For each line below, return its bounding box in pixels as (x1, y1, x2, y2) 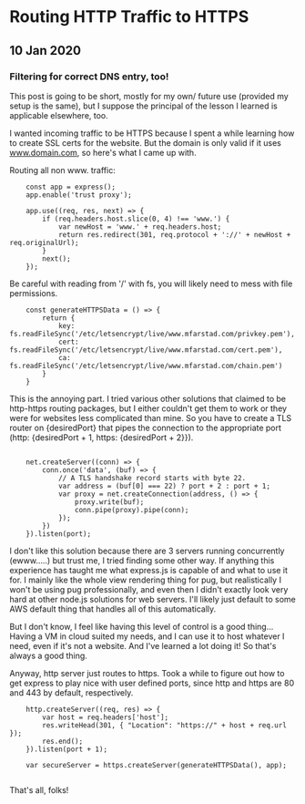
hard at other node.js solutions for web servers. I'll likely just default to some (9, 593, 296, 604)
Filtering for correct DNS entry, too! (9, 70, 169, 83)
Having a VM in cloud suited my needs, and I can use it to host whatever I (9, 631, 285, 642)
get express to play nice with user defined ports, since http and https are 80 (9, 677, 294, 688)
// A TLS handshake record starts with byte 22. (57, 473, 247, 482)
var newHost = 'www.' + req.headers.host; (57, 222, 222, 232)
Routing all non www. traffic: (9, 164, 116, 175)
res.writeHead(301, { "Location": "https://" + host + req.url (42, 720, 287, 730)
